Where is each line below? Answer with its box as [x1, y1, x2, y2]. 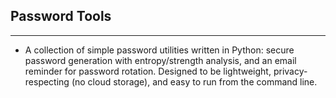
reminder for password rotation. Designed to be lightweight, [24, 65, 272, 77]
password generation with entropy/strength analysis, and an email [24, 54, 297, 66]
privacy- [273, 65, 308, 77]
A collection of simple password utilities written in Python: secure [24, 44, 295, 56]
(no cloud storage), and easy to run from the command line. [71, 75, 318, 88]
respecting [24, 75, 70, 88]
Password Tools [10, 8, 112, 25]
